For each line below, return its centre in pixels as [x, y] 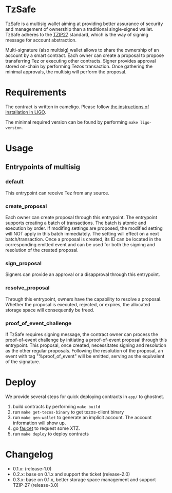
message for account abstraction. [41, 40]
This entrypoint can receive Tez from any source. [57, 193]
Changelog [29, 455]
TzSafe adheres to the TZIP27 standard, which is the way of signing [77, 34]
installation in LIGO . [26, 112]
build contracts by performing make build [56, 406]
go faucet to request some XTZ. [46, 428]
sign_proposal [24, 263]
